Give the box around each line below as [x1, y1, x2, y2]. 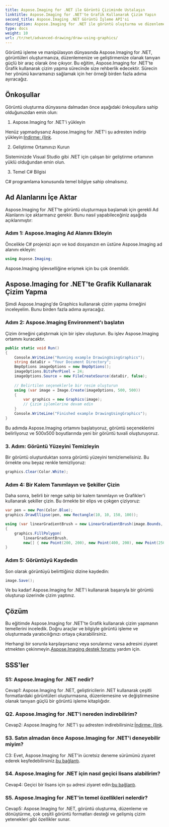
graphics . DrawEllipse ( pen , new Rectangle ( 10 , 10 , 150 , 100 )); [5, 512, 138, 517]
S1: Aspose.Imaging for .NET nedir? [5, 675, 94, 683]
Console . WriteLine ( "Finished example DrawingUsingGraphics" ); [14, 411, 147, 416]
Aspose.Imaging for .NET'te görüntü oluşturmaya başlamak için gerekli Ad [5, 206, 158, 212]
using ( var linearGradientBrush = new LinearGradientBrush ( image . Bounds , [5, 521, 163, 527]
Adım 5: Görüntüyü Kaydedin [5, 557, 78, 564]
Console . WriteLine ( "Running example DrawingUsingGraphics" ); [14, 355, 145, 360]
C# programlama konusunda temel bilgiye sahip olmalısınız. [5, 178, 128, 184]
